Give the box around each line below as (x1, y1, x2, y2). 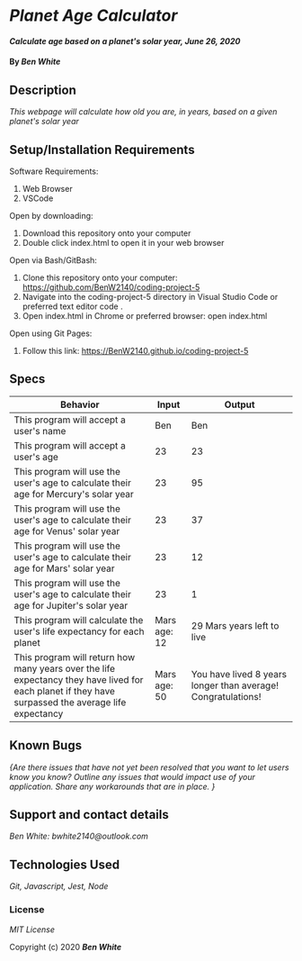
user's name (13, 424, 67, 437)
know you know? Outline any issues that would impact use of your (9, 771, 256, 782)
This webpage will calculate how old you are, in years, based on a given (9, 106, 278, 117)
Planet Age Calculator (9, 5, 178, 26)
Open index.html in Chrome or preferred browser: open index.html (22, 311, 268, 321)
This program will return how (13, 650, 136, 663)
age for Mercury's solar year (13, 487, 135, 500)
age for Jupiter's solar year (13, 599, 129, 612)
